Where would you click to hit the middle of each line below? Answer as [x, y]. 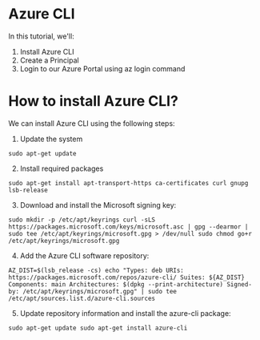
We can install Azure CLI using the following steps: [92, 123]
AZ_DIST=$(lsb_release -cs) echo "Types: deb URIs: [96, 270]
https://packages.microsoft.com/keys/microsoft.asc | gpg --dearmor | [128, 227]
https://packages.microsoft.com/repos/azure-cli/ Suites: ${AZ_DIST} [127, 277]
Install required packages [62, 168]
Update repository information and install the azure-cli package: [125, 313]
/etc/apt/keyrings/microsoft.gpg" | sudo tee [100, 291]
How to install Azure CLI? [93, 101]
